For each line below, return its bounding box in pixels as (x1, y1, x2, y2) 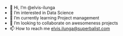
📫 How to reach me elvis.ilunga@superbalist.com (9, 26, 110, 31)
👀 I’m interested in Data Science (9, 10, 74, 16)
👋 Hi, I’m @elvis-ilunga (9, 5, 55, 10)
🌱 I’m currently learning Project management (9, 15, 100, 20)
